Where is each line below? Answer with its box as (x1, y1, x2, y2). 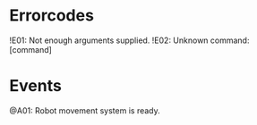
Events (9, 76, 63, 96)
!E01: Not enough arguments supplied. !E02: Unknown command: (9, 35, 250, 46)
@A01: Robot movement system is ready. (9, 104, 161, 116)
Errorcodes (9, 5, 94, 26)
